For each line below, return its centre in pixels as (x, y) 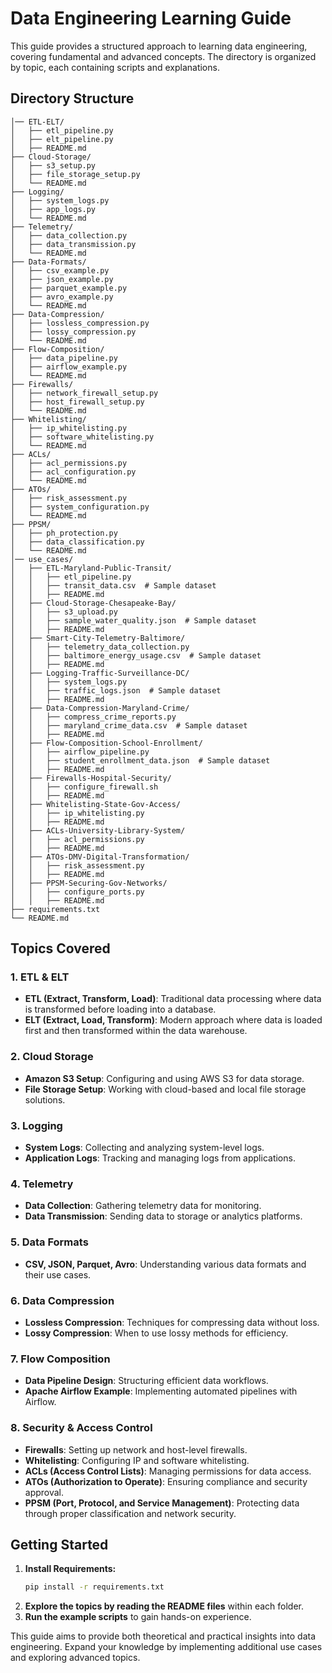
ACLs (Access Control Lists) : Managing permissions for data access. (168, 1471)
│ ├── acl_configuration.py (73, 472)
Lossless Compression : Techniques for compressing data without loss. (172, 1322)
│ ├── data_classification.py (77, 542)
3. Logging (36, 1125)
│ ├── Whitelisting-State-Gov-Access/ (96, 804)
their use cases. (58, 1274)
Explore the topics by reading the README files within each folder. (164, 1606)
